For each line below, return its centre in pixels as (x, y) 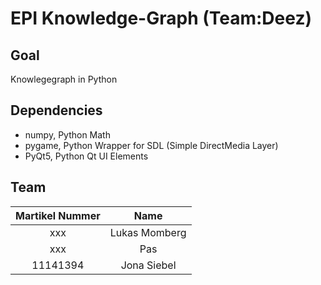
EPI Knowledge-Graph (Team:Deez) (161, 18)
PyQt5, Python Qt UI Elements (86, 156)
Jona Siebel (148, 265)
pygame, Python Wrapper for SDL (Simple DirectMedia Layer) (151, 145)
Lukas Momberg (148, 232)
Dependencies (56, 110)
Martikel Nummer (58, 215)
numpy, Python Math (67, 134)
